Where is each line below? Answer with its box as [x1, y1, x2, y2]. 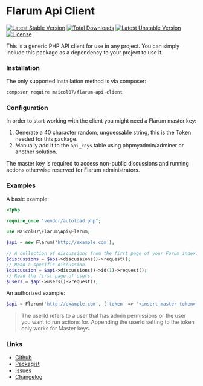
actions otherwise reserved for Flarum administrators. [6, 166, 140, 173]
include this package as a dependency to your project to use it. [6, 48, 163, 56]
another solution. [14, 148, 57, 155]
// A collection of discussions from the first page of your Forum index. [6, 251, 199, 257]
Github [14, 353, 32, 361]
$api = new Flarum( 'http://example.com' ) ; [6, 240, 115, 246]
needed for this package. [14, 135, 78, 143]
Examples [6, 181, 36, 190]
